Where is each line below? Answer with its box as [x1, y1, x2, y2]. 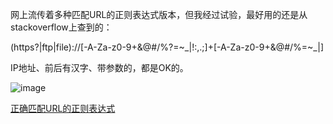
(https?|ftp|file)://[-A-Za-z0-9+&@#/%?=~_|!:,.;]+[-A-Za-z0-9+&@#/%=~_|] [10, 41, 324, 53]
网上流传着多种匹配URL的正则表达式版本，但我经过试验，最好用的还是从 [10, 9, 308, 20]
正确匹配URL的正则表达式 [10, 103, 116, 114]
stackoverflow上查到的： [10, 21, 113, 33]
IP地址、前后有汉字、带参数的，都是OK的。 [10, 62, 189, 73]
